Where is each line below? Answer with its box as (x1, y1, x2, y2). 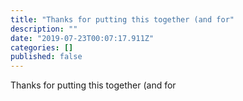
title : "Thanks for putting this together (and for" (10, 14, 235, 25)
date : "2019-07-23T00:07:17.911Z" (10, 33, 155, 43)
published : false (10, 52, 83, 62)
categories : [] (10, 42, 74, 53)
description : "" (10, 24, 78, 34)
